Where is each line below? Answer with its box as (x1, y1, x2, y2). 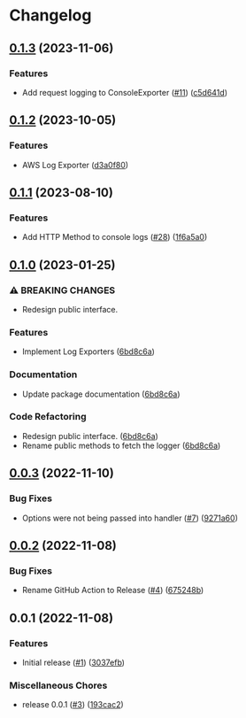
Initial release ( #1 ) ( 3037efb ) (21, 657, 126, 668)
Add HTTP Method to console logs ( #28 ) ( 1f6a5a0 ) (21, 232, 208, 243)
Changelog (9, 5, 92, 26)
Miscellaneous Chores (9, 679, 108, 691)
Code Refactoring (9, 411, 87, 423)
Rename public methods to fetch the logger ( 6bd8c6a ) (21, 440, 221, 451)
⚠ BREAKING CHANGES (9, 284, 116, 297)
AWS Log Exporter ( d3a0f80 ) (21, 159, 129, 170)
